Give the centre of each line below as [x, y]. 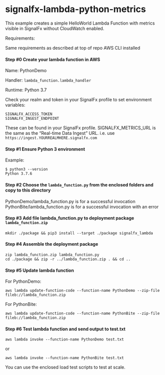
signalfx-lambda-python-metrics [75, 9]
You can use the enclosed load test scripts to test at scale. [65, 367]
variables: [15, 105]
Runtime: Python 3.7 [26, 90]
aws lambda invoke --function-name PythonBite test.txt [64, 358]
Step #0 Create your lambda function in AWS [53, 59]
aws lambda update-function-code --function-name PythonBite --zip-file [82, 314]
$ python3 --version [27, 169]
